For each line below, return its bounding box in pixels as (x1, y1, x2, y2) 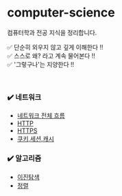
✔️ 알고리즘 (7, 153, 42, 163)
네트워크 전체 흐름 (16, 111, 65, 120)
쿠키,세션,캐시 (16, 135, 55, 143)
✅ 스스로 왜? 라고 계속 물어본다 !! (7, 52, 96, 60)
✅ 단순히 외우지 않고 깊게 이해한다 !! (7, 43, 103, 51)
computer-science (7, 5, 115, 21)
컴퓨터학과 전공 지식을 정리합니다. (7, 28, 97, 36)
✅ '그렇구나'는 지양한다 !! (7, 60, 75, 68)
